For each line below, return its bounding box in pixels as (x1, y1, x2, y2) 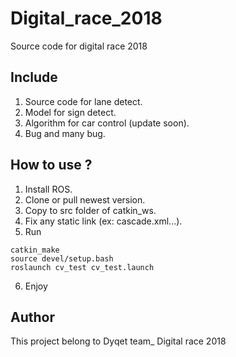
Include (10, 69, 58, 86)
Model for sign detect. (24, 106, 117, 118)
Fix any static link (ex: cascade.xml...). (24, 215, 183, 227)
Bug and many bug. (24, 127, 106, 139)
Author (10, 308, 55, 326)
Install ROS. (24, 183, 73, 195)
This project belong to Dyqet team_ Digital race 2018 (10, 335, 227, 347)
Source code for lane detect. (24, 95, 143, 107)
